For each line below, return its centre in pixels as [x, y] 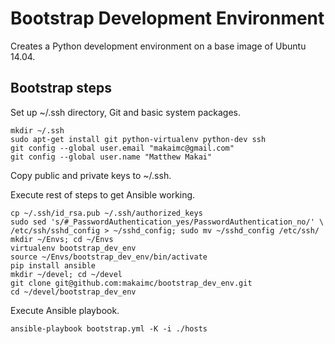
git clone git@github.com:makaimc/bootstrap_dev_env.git [131, 283]
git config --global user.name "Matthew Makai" [111, 157]
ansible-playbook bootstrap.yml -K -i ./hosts [109, 328]
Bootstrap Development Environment [167, 18]
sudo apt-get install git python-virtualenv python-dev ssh [138, 139]
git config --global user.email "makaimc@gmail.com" [122, 148]
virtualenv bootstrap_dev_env [73, 248]
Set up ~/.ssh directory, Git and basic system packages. [125, 112]
